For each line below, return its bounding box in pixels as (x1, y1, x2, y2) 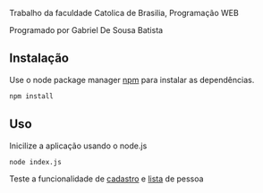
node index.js (9, 157, 63, 166)
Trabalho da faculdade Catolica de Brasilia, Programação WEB (9, 8, 239, 18)
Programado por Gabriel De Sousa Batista (9, 25, 164, 35)
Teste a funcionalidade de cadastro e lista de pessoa (9, 173, 204, 184)
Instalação (9, 51, 70, 66)
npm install (9, 91, 54, 101)
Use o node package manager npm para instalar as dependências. (9, 74, 255, 85)
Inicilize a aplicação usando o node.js (9, 140, 148, 151)
